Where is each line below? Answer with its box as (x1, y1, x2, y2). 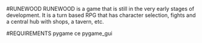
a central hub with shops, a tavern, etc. (6, 18, 105, 25)
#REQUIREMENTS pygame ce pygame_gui (6, 30, 113, 37)
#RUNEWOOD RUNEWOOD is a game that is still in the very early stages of (6, 5, 195, 12)
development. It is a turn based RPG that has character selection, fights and (6, 12, 196, 19)
